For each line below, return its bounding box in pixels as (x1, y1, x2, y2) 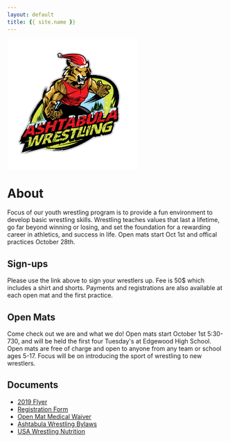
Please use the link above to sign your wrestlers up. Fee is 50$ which (7, 276, 205, 284)
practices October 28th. (7, 238, 76, 246)
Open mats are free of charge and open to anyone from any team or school (7, 344, 222, 353)
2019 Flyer (17, 398, 48, 406)
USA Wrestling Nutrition (17, 427, 85, 435)
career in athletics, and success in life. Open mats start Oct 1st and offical (7, 230, 218, 239)
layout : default (7, 11, 54, 18)
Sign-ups (7, 257, 48, 270)
